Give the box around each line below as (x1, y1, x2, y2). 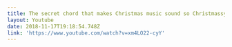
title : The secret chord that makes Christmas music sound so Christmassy (7, 10, 227, 17)
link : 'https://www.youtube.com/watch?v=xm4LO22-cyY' (7, 29, 166, 37)
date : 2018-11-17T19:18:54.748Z (7, 23, 100, 30)
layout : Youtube (7, 17, 54, 23)
